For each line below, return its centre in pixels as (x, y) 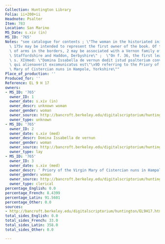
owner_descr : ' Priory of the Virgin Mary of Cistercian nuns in (78, 170)
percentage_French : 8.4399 (33, 193)
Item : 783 (15, 23)
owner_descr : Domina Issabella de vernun (53, 138)
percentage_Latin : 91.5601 (33, 198)
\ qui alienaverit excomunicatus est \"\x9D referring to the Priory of (84, 65)
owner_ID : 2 (22, 129)
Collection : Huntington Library (38, 10)
